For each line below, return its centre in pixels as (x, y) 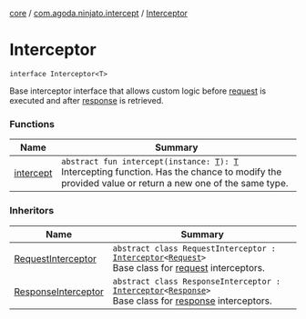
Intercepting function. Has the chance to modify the (172, 172)
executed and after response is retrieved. (87, 100)
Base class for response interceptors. (193, 301)
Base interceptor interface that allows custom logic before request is (138, 91)
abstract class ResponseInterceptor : (196, 281)
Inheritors (32, 211)
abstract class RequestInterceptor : (194, 248)
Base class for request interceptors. (189, 267)
